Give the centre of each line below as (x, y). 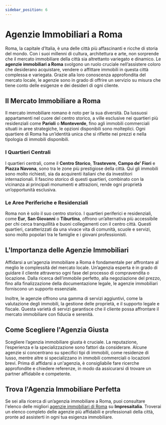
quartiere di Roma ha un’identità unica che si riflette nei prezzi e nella (76, 134)
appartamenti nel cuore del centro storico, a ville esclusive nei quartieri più (82, 118)
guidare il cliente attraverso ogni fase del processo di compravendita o (78, 273)
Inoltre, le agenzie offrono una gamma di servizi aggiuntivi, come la (74, 298)
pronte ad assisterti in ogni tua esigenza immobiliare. (59, 417)
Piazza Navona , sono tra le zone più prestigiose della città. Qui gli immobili (82, 168)
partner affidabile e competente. (38, 374)
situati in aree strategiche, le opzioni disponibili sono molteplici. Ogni (75, 129)
